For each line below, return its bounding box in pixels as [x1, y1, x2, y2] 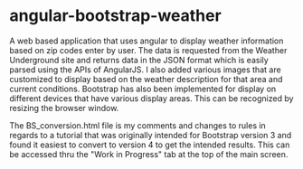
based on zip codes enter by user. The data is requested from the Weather [9, 44, 288, 55]
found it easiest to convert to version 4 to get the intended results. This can [9, 139, 290, 150]
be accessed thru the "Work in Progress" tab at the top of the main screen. [9, 148, 289, 159]
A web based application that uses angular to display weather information [9, 35, 284, 46]
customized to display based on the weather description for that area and [9, 73, 283, 84]
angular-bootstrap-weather [9, 5, 222, 26]
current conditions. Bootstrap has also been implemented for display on [9, 83, 277, 94]
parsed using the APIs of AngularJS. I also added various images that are [9, 64, 282, 75]
